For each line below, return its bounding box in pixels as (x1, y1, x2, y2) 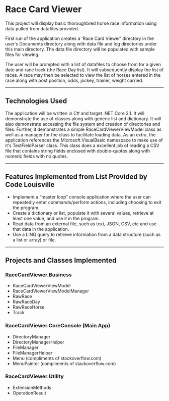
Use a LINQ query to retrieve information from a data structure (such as (12, 231, 161, 237)
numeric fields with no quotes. (5, 153, 68, 159)
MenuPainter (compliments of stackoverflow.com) (12, 360, 116, 367)
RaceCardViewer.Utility (5, 373, 64, 380)
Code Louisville (5, 180, 55, 189)
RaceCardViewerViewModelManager (12, 288, 90, 294)
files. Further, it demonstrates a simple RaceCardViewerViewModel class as (5, 126, 162, 132)
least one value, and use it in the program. (12, 215, 100, 221)
